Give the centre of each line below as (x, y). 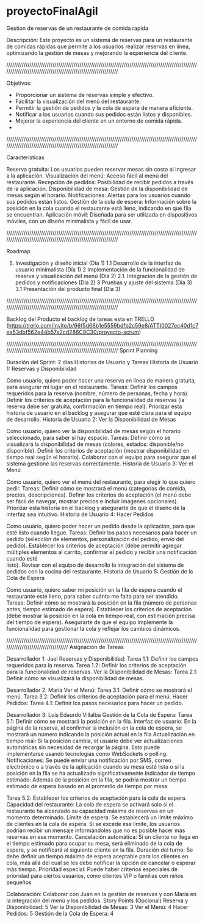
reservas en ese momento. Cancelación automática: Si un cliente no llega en (103, 836)
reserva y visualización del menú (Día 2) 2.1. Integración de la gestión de (106, 276)
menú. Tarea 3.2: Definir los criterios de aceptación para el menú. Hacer (97, 696)
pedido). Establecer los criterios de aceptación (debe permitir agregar (94, 545)
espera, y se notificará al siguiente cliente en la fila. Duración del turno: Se (100, 850)
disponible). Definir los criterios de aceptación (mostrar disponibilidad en (98, 450)
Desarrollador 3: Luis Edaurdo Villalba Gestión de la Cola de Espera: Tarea (99, 714)
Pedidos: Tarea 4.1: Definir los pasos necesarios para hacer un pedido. (95, 703)
